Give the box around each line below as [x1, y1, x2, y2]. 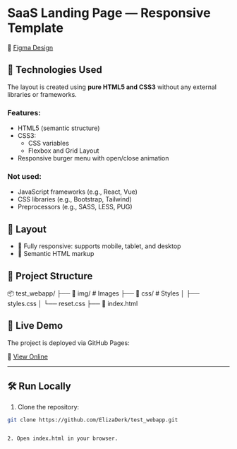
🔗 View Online [7, 352, 48, 361]
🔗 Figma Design [7, 43, 54, 52]
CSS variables [28, 139, 69, 148]
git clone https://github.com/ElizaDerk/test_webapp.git [7, 416, 178, 424]
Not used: [7, 171, 42, 181]
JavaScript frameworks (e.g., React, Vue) [17, 187, 138, 196]
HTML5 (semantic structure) [17, 124, 100, 132]
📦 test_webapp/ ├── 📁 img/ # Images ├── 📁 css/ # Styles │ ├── [7, 288, 200, 298]
